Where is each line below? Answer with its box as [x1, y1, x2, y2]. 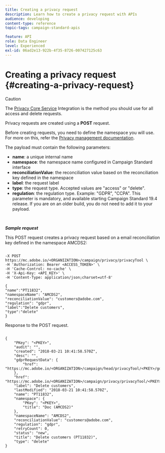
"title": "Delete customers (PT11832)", [14, 435, 98, 440]
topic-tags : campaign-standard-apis [5, 26, 80, 30]
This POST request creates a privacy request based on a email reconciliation [5, 234, 160, 240]
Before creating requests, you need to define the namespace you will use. [5, 130, 155, 135]
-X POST [5, 253, 21, 258]
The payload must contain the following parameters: [5, 144, 111, 150]
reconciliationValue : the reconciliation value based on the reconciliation [12, 169, 159, 175]
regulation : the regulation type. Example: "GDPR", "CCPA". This [12, 190, 141, 196]
